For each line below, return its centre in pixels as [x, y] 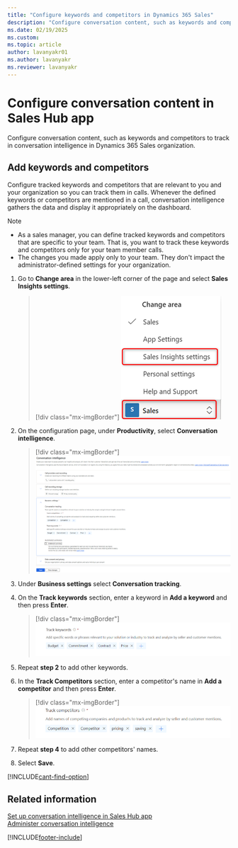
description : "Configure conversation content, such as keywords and [112, 22]
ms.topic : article [34, 45]
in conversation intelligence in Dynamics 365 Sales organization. [102, 145]
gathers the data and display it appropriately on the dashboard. [100, 207]
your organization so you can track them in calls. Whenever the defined [112, 192]
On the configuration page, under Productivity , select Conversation [118, 430]
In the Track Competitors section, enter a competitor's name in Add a [119, 681]
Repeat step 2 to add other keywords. [73, 667]
